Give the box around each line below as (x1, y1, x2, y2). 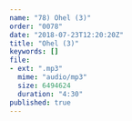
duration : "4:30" (17, 89, 84, 98)
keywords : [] (9, 47, 59, 56)
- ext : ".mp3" (9, 65, 64, 74)
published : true (9, 97, 71, 107)
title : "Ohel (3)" (9, 38, 79, 48)
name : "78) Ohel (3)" (9, 13, 92, 23)
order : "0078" (9, 22, 64, 31)
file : (9, 55, 30, 65)
